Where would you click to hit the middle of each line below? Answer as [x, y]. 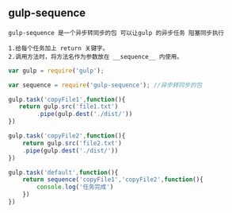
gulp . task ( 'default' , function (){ [63, 172]
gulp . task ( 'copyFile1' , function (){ [67, 99]
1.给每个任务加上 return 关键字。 [59, 48]
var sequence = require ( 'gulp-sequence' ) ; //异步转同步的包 [105, 85]
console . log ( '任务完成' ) [75, 187]
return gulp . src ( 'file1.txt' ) [68, 106]
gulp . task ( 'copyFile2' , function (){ [67, 136]
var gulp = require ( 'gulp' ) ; [56, 71]
